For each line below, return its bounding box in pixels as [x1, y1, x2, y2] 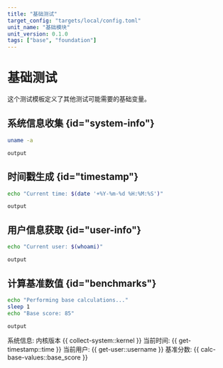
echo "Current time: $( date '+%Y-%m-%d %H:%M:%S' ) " [7, 190, 163, 197]
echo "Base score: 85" [7, 310, 75, 317]
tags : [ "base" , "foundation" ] [7, 37, 97, 44]
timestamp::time [7, 345, 55, 353]
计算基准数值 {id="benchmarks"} [7, 277, 157, 289]
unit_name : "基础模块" [7, 23, 70, 31]
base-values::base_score [7, 353, 81, 362]
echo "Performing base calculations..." [7, 296, 129, 303]
